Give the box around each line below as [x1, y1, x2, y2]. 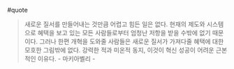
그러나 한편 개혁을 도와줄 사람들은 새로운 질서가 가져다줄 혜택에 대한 [39, 37, 224, 46]
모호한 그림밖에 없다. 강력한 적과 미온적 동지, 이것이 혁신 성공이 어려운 [24, 46, 214, 54]
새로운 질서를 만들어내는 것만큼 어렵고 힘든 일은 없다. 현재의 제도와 [24, 20, 205, 28]
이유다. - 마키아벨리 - [37, 55, 96, 63]
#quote [7, 6, 28, 14]
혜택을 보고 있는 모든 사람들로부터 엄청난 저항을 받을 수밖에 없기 [37, 29, 211, 37]
